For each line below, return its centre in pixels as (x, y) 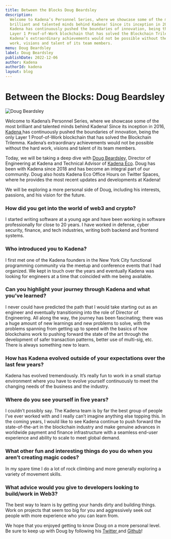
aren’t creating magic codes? (42, 457)
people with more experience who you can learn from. (62, 516)
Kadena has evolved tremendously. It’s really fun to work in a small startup (83, 376)
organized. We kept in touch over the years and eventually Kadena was (80, 271)
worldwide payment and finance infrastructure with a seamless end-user (82, 432)
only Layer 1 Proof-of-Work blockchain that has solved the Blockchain (78, 137)
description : (19, 15)
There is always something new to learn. (48, 345)
